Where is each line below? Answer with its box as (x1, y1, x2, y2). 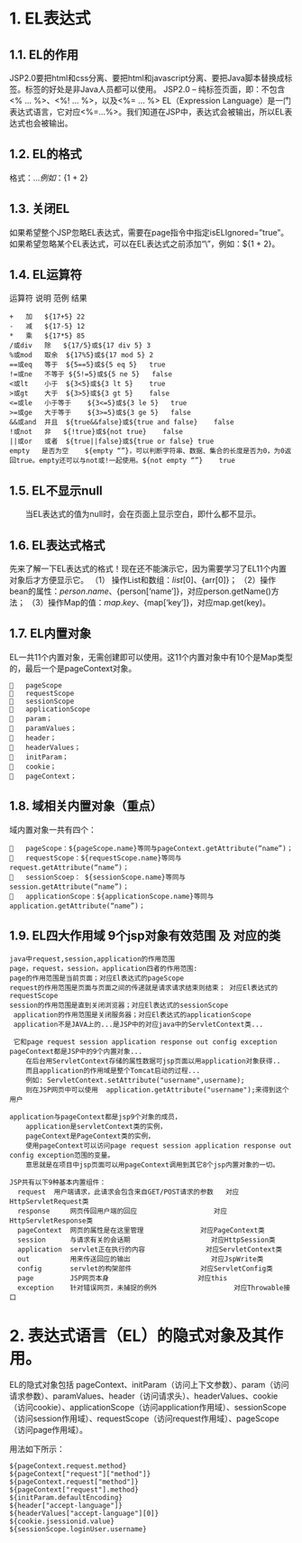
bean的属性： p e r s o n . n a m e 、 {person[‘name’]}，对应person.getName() (9, 586, 272, 596)
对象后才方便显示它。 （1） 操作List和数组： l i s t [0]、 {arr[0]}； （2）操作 (9, 575, 277, 586)
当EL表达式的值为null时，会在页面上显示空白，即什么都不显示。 (24, 509, 261, 520)
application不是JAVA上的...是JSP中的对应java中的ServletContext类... (13, 1020, 264, 1029)
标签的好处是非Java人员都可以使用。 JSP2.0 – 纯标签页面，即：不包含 (24, 84, 286, 95)
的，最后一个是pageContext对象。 (9, 662, 137, 673)
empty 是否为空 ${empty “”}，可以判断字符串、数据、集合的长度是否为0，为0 (9, 447, 286, 456)
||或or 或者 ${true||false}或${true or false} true (9, 437, 215, 447)
